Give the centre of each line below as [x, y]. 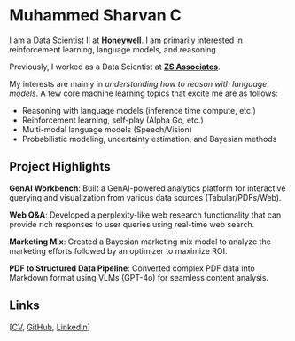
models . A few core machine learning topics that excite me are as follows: [144, 93]
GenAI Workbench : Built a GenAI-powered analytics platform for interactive [147, 188]
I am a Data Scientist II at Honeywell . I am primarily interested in [126, 40]
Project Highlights [60, 167]
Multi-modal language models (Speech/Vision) [107, 129]
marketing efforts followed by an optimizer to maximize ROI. [118, 250]
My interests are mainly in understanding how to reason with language [138, 83]
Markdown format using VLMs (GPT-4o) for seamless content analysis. [139, 277]
